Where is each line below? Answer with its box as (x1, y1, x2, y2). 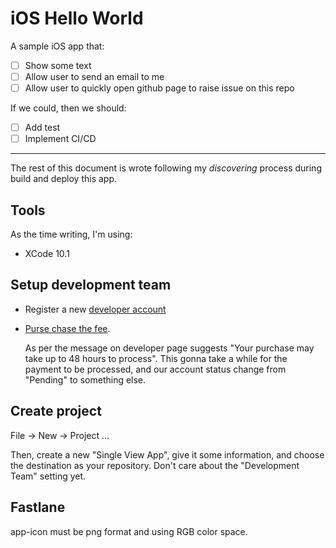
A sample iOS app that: (10, 40, 105, 52)
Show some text (24, 59, 92, 71)
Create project (10, 403, 102, 420)
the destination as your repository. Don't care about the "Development (10, 459, 300, 471)
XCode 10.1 (24, 248, 70, 260)
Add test (24, 122, 61, 134)
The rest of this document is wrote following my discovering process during (10, 162, 322, 174)
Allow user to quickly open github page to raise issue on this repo (24, 82, 295, 94)
